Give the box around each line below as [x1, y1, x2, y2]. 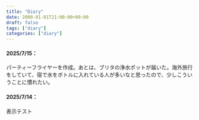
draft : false [6, 20, 39, 25]
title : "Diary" [6, 8, 44, 15]
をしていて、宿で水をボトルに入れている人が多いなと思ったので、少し [6, 72, 177, 79]
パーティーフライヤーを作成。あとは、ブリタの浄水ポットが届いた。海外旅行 [6, 64, 193, 71]
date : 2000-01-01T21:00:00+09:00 [6, 14, 89, 20]
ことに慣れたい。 [11, 79, 53, 86]
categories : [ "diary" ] [6, 31, 62, 37]
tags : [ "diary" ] [6, 25, 46, 31]
